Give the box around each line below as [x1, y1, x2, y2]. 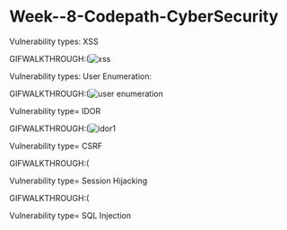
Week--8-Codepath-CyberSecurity [9, 6, 279, 27]
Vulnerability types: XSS [9, 36, 99, 47]
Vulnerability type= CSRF [9, 140, 103, 151]
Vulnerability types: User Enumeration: [9, 70, 152, 82]
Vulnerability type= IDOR [9, 105, 101, 116]
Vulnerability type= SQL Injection [9, 209, 132, 221]
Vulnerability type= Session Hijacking [9, 175, 148, 186]
